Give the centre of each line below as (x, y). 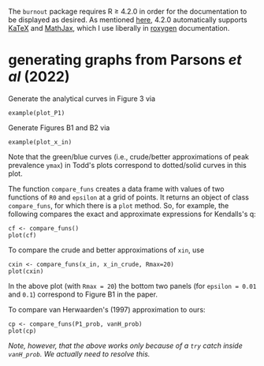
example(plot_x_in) (40, 142)
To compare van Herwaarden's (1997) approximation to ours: (107, 309)
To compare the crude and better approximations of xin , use (106, 250)
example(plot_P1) (37, 113)
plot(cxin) (26, 271)
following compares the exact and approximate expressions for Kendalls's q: (132, 214)
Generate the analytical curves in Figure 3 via (82, 99)
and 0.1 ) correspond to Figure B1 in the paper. (83, 294)
